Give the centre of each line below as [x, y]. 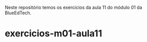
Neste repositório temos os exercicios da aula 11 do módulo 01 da [73, 7]
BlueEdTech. [18, 13]
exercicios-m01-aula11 [54, 34]
